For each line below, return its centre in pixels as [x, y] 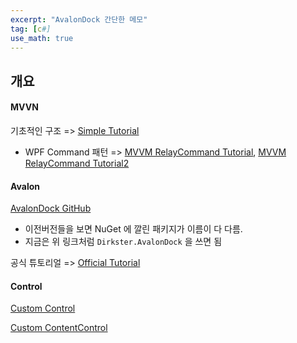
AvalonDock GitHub [51, 208]
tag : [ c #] [31, 29]
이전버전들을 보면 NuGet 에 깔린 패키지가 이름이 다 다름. [133, 229]
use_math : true [42, 38]
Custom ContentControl [59, 328]
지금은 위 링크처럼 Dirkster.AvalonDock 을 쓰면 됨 [123, 242]
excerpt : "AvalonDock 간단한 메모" [79, 19]
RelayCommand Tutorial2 [77, 163]
